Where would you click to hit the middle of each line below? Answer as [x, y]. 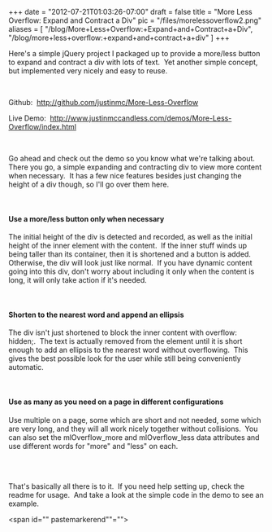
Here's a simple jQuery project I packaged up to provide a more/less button [134, 53]
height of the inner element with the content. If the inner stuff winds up [128, 246]
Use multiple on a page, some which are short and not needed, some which [135, 420]
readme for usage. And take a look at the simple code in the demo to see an [136, 495]
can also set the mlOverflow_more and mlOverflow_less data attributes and [134, 437]
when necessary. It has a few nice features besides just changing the [125, 176]
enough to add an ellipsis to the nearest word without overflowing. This [128, 350]
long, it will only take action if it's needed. [78, 280]
